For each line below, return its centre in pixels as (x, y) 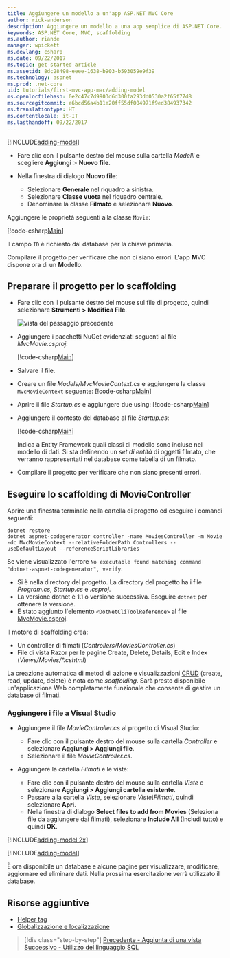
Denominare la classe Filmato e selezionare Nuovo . (100, 204)
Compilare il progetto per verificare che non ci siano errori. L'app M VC (106, 257)
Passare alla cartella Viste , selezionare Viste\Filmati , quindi (110, 797)
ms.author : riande (33, 39)
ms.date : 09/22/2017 (37, 58)
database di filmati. (34, 695)
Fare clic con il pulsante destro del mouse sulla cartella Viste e (115, 783)
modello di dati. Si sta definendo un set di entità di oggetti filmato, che (116, 452)
